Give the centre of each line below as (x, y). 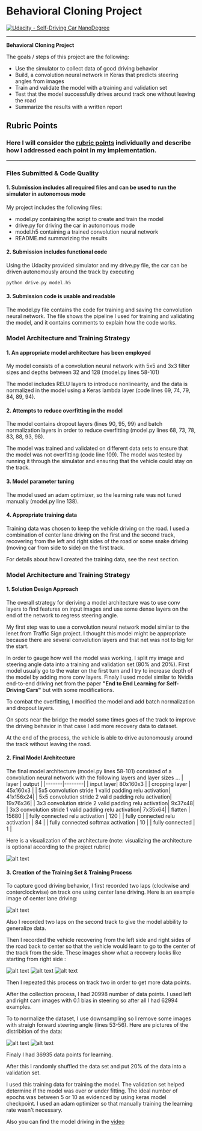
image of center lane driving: (42, 899)
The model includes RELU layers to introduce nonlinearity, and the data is (97, 384)
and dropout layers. (30, 708)
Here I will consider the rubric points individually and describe (99, 143)
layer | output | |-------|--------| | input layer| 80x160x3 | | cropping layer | (99, 784)
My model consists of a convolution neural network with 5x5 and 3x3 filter (98, 366)
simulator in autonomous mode (46, 194)
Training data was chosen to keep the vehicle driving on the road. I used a (98, 528)
